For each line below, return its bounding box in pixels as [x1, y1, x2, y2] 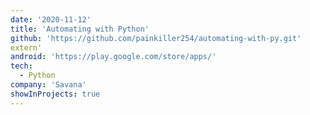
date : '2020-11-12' [10, 14, 92, 25]
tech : [10, 61, 33, 71]
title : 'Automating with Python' [10, 24, 150, 34]
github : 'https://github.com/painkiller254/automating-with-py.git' [10, 33, 302, 43]
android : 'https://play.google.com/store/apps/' [10, 52, 217, 62]
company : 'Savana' [10, 80, 87, 90]
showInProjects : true [10, 89, 101, 99]
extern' [10, 42, 43, 53]
